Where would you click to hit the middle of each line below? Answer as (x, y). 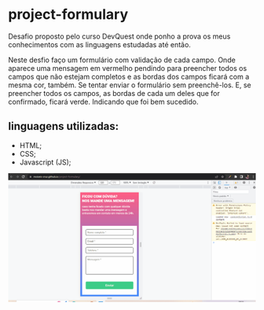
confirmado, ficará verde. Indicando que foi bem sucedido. (103, 101)
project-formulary (68, 15)
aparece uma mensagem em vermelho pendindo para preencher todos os (128, 68)
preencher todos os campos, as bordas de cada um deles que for (114, 93)
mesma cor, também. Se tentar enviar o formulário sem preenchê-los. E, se (130, 85)
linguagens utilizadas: (64, 126)
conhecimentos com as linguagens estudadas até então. (99, 44)
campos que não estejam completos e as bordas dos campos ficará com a (129, 76)
